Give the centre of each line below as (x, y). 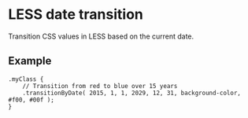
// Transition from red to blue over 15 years (100, 86)
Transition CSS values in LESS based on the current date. (101, 36)
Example (30, 61)
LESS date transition (76, 15)
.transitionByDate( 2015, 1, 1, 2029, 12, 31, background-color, (132, 93)
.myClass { (26, 79)
